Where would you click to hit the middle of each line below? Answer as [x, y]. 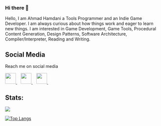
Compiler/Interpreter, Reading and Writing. [48, 39]
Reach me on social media [32, 66]
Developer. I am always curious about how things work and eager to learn [79, 23]
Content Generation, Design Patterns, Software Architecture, [66, 34]
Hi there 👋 [17, 8]
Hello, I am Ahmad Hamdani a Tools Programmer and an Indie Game [74, 19]
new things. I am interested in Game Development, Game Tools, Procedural [81, 29]
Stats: [14, 97]
